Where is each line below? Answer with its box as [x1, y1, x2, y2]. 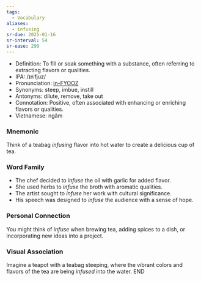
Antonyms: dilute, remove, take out [15, 92, 103, 100]
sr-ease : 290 [6, 43, 40, 50]
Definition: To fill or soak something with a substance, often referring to [15, 59, 195, 67]
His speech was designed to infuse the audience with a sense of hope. [15, 197, 194, 204]
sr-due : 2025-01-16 [6, 32, 56, 38]
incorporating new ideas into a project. [6, 232, 104, 239]
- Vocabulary [12, 15, 45, 21]
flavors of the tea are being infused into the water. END [6, 268, 145, 275]
